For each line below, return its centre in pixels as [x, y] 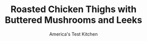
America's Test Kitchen [73, 34]
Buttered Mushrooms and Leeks [73, 20]
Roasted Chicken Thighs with [73, 9]
